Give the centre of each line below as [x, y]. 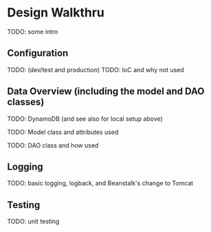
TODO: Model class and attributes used [63, 132]
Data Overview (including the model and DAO [106, 92]
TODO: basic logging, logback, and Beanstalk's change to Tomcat [100, 183]
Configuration [38, 53]
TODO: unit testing [33, 222]
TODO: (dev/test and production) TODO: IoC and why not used [96, 69]
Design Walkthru [56, 13]
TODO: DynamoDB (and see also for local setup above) [85, 119]
